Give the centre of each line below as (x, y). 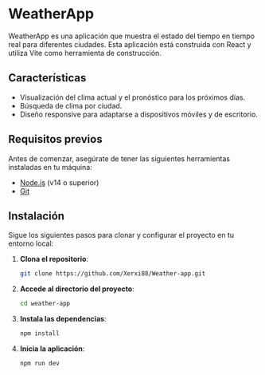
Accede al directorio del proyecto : (77, 289)
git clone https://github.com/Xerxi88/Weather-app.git (113, 274)
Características (47, 78)
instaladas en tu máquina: (51, 167)
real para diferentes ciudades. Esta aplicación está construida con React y (130, 44)
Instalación (37, 216)
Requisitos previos (55, 139)
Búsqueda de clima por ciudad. (71, 105)
